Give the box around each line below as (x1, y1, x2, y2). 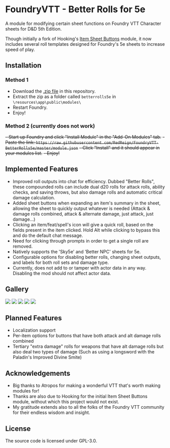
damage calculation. (12, 194, 55, 200)
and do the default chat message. (12, 232, 83, 238)
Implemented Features (5, 165, 79, 173)
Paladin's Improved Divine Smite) (12, 354, 82, 361)
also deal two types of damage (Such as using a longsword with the (12, 349, 155, 355)
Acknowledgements (5, 369, 71, 377)
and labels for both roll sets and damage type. (12, 259, 109, 265)
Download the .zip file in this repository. (12, 88, 96, 94)
